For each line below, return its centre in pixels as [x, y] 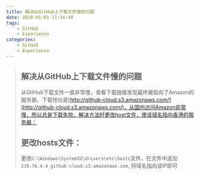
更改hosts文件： [51, 142]
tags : [13, 23]
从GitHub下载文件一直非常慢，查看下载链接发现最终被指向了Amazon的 [107, 92]
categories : [21, 40]
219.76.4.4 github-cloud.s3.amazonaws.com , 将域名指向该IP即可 [99, 166]
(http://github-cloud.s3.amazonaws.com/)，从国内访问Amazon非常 [103, 107]
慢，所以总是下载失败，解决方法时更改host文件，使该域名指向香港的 [105, 114]
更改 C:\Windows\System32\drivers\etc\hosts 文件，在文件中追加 [99, 158]
